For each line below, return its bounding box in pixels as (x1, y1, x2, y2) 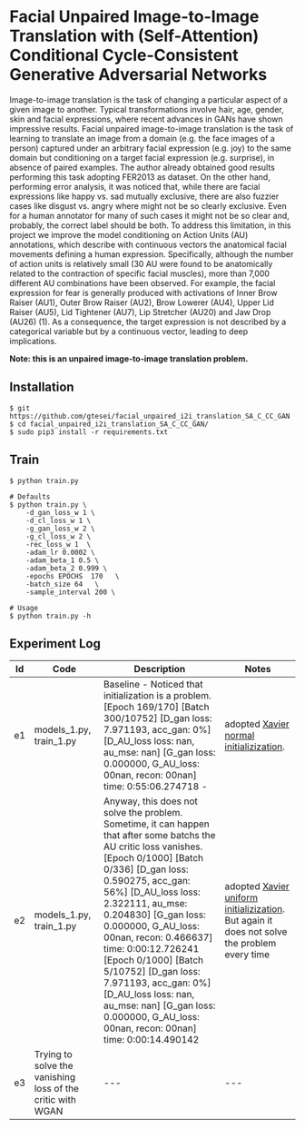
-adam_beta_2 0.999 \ (25, 563, 107, 573)
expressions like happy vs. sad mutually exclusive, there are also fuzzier (9, 191, 280, 202)
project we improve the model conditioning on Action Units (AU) (9, 229, 249, 240)
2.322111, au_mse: (103, 897, 188, 910)
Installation (9, 380, 74, 395)
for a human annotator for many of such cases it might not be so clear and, (9, 210, 290, 221)
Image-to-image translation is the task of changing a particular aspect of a (9, 94, 289, 105)
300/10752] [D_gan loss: (103, 712, 212, 725)
